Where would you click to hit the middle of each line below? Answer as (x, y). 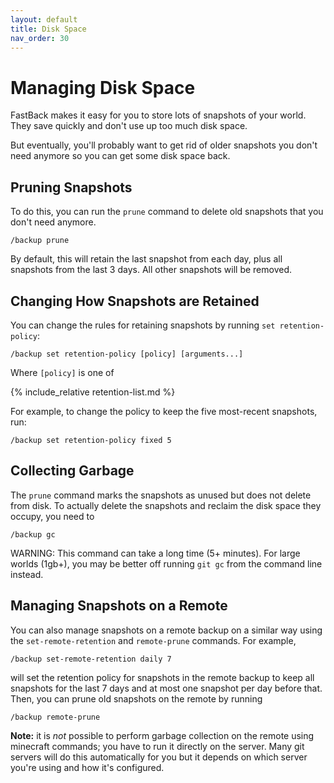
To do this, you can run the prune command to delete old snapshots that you (167, 212)
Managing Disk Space (103, 87)
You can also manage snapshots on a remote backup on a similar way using (166, 630)
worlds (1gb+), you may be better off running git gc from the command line (166, 563)
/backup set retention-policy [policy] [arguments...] (127, 354)
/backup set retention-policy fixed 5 (91, 440)
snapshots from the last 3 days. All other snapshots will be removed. (151, 270)
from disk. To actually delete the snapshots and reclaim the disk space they (166, 505)
